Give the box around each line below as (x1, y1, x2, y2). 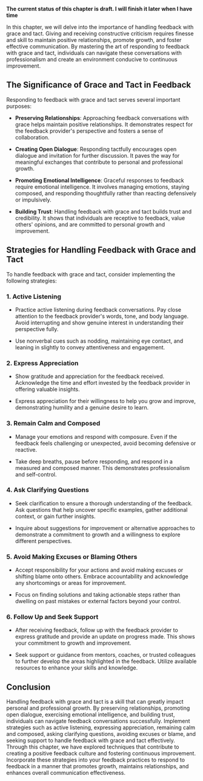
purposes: (6, 102, 32, 110)
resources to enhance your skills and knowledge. (15, 664, 138, 671)
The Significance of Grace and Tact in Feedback (6, 80, 191, 90)
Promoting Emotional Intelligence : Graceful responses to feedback (15, 177, 185, 184)
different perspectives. (15, 537, 72, 544)
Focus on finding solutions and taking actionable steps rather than (15, 591, 181, 598)
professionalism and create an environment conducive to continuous (6, 56, 178, 63)
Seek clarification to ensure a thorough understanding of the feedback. (15, 499, 193, 507)
